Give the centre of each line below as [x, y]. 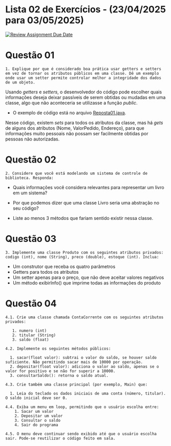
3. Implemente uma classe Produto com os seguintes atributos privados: [84, 252]
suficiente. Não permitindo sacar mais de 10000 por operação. [74, 362]
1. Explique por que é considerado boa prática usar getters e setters [83, 69]
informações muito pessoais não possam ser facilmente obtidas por [77, 133]
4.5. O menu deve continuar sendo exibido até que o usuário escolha [81, 434]
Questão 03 [31, 239]
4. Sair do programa [36, 425]
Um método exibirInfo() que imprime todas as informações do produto [87, 282]
